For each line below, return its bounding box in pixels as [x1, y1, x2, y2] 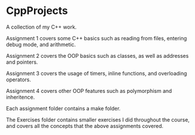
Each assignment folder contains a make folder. [6, 105, 121, 112]
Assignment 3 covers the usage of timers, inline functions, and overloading [6, 70, 187, 77]
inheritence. [6, 94, 35, 101]
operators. [6, 76, 31, 83]
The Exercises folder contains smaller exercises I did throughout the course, [6, 116, 190, 123]
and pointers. [6, 58, 38, 65]
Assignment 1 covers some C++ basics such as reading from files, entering [6, 34, 187, 41]
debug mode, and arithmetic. [6, 41, 76, 48]
